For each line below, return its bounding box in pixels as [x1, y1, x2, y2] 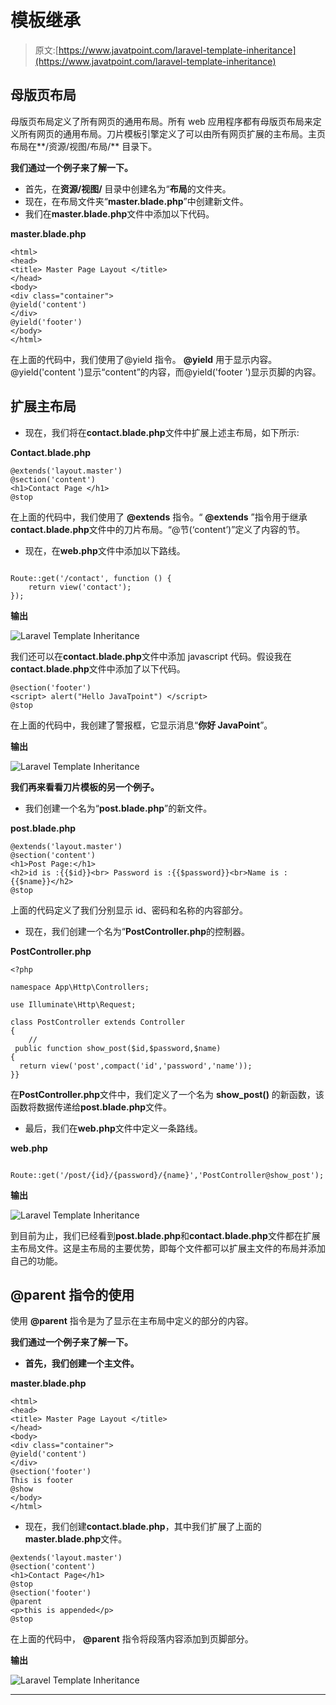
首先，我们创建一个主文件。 [24, 1357, 140, 1370]
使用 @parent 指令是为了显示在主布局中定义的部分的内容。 [10, 1315, 254, 1327]
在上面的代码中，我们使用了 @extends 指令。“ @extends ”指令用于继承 [10, 511, 308, 523]
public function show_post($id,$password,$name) [14, 1043, 222, 1053]
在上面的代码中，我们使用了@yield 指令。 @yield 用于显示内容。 [10, 353, 278, 365]
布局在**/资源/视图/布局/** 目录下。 [10, 140, 158, 152]
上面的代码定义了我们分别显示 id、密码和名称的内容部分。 [10, 904, 248, 916]
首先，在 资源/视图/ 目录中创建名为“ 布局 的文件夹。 [24, 182, 232, 195]
